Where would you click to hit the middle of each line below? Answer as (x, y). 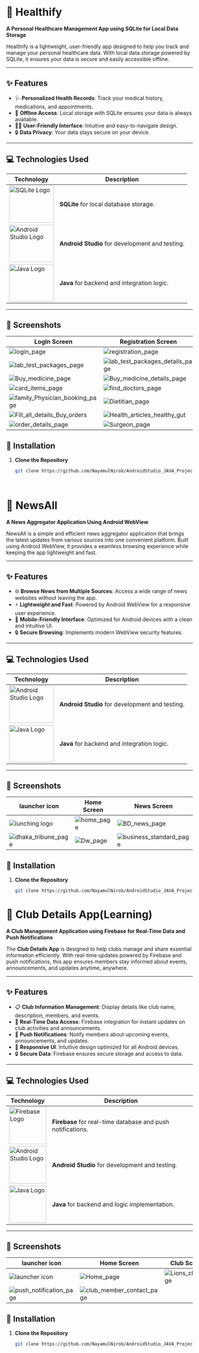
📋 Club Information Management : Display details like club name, (95, 1006)
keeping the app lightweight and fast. (52, 552)
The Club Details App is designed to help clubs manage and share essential (99, 949)
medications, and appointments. (54, 106)
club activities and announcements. (58, 1028)
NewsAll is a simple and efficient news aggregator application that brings (95, 533)
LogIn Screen (54, 342)
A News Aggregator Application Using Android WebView (77, 522)
